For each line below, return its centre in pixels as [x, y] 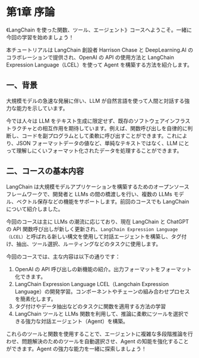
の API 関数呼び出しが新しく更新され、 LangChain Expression [80, 229]
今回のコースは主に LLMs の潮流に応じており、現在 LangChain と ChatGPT [97, 221]
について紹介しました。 [35, 209]
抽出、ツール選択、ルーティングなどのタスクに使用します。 [89, 244]
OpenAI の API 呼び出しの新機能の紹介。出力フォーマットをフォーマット [103, 269]
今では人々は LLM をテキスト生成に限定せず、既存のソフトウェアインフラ [96, 121]
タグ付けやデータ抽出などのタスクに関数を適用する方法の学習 [90, 306]
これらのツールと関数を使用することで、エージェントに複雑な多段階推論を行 [99, 334]
